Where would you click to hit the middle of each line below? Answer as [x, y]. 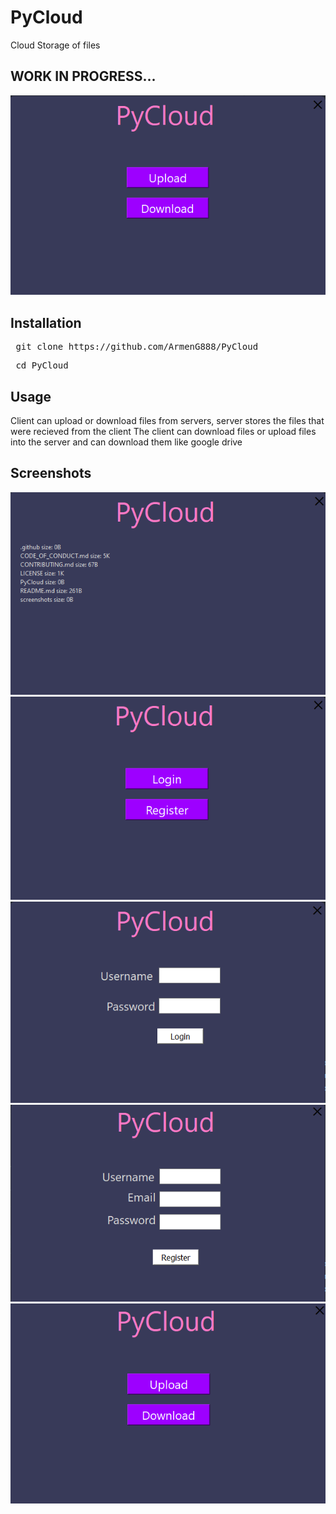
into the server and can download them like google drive [126, 442]
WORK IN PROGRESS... [83, 76]
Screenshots [51, 473]
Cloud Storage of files [55, 45]
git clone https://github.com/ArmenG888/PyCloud [137, 347]
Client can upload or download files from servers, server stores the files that [167, 421]
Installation [46, 322]
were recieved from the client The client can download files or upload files [163, 432]
